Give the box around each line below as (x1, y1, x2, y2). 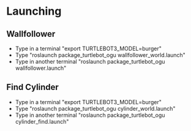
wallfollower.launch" (15, 64, 67, 72)
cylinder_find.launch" (15, 118, 69, 125)
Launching (6, 4, 62, 18)
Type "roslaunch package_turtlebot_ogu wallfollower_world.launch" (15, 51, 185, 59)
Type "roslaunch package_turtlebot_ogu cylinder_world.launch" (15, 105, 176, 112)
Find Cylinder (6, 82, 59, 92)
